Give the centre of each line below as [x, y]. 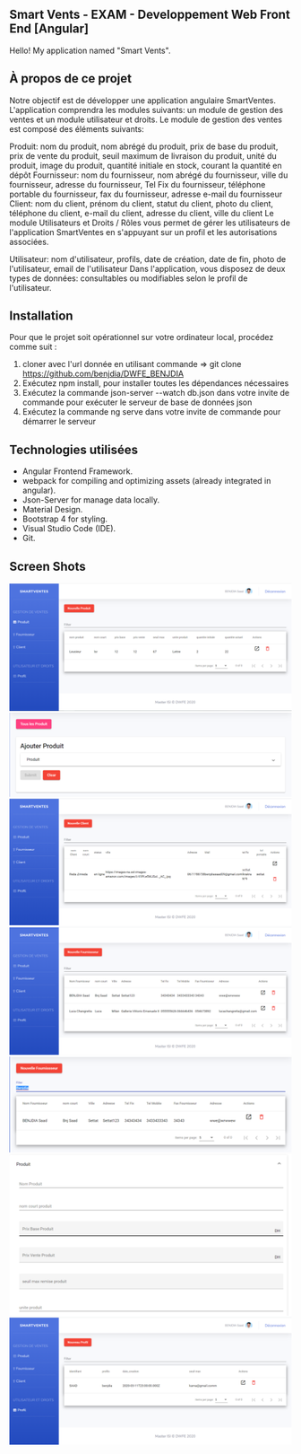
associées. [29, 241]
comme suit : [33, 347]
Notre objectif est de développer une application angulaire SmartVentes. [142, 100]
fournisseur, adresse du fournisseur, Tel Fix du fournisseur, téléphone [138, 184]
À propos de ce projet [71, 79]
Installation [41, 316]
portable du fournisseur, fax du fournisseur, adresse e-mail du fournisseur [146, 194]
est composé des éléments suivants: [77, 128]
